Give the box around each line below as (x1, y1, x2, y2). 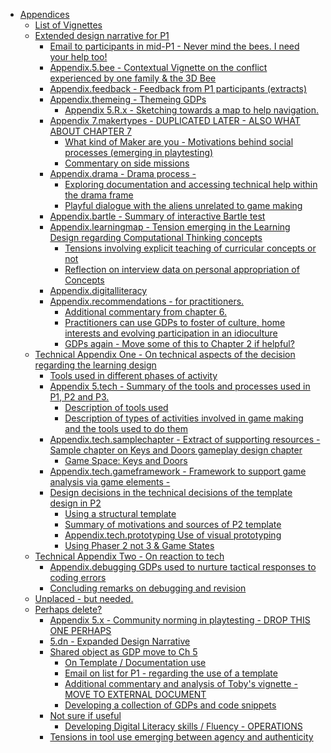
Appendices (19, 9, 70, 20)
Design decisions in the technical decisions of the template (49, 487, 293, 498)
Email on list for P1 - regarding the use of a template (64, 667, 278, 679)
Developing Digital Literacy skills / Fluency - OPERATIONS (64, 720, 303, 732)
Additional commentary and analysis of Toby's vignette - (64, 678, 298, 689)
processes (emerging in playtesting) (64, 147, 214, 158)
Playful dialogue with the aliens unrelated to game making (64, 200, 303, 211)
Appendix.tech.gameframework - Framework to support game (49, 465, 307, 477)
